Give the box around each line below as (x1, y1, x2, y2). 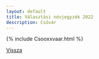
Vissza (6, 47, 22, 54)
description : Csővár (6, 19, 57, 25)
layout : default (6, 8, 46, 15)
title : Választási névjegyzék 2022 (6, 14, 94, 20)
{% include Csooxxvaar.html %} (6, 36, 84, 43)
